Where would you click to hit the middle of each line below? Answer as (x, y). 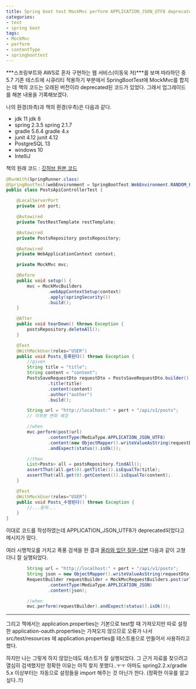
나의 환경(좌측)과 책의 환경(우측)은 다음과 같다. (59, 107)
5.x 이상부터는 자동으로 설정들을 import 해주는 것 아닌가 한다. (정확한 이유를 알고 (98, 673)
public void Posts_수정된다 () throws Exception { (76, 502)
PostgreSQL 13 (32, 144)
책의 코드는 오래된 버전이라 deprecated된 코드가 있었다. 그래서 (90, 87)
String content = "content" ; (62, 373)
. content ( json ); (67, 590)
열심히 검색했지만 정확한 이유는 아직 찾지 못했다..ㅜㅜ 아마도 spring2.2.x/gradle (97, 666)
